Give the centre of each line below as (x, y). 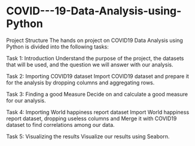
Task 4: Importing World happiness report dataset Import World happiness (98, 112)
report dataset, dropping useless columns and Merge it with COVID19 (92, 118)
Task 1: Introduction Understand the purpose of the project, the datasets (95, 58)
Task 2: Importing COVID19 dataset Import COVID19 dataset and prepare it (98, 76)
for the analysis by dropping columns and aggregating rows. (80, 83)
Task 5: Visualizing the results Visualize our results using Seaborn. (88, 136)
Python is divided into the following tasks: (57, 47)
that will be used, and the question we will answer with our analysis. (90, 65)
